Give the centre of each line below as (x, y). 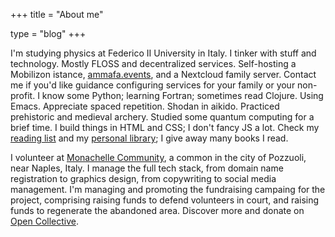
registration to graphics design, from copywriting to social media (143, 178)
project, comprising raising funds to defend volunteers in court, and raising (165, 200)
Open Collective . (44, 221)
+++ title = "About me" (57, 14)
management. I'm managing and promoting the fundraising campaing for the (168, 189)
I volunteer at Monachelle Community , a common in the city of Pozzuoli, (158, 157)
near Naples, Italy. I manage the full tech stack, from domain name (147, 168)
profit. (23, 95)
